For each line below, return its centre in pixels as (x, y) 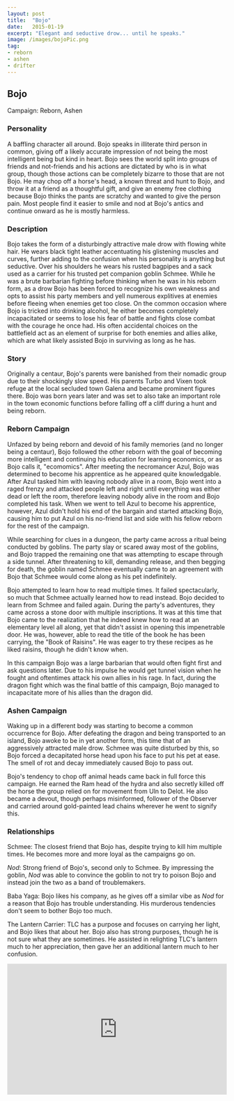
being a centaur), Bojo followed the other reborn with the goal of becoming (115, 452)
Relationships (31, 832)
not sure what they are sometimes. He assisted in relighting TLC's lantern (112, 939)
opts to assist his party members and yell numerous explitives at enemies (112, 296)
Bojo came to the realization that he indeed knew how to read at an (103, 619)
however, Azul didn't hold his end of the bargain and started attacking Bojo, (116, 511)
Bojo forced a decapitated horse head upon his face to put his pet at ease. (114, 755)
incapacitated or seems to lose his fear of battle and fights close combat (111, 318)
